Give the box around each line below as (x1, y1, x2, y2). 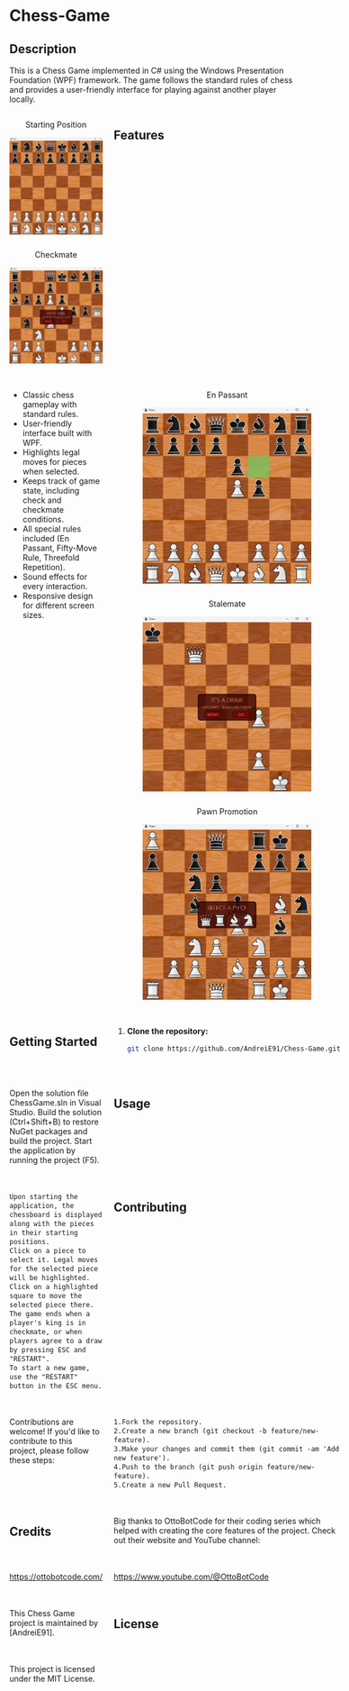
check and (22, 495, 62, 505)
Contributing (113, 1200, 187, 1215)
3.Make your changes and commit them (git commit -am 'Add (113, 1444, 340, 1453)
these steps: (9, 1454, 56, 1465)
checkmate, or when (9, 1327, 83, 1336)
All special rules (22, 523, 82, 534)
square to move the (9, 1291, 83, 1300)
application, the (9, 1201, 75, 1210)
